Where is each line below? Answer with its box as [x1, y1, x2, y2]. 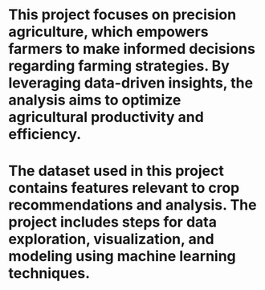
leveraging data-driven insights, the [8, 74, 254, 92]
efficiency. [8, 125, 82, 144]
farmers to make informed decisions [8, 40, 255, 58]
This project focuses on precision [8, 6, 237, 24]
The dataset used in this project [8, 162, 225, 180]
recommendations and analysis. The [8, 196, 257, 214]
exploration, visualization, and [8, 231, 214, 248]
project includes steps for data [8, 213, 217, 231]
